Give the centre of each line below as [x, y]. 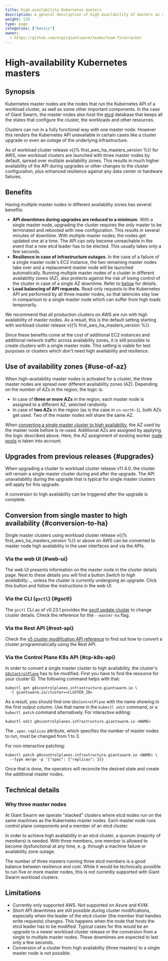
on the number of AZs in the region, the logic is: [54, 389]
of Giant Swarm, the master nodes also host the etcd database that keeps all [84, 114]
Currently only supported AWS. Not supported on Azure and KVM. [80, 905]
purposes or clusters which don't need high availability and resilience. [77, 351]
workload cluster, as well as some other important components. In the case [82, 109]
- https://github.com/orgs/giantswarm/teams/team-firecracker [76, 38]
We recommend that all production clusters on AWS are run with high [76, 314]
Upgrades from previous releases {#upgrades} [79, 456]
